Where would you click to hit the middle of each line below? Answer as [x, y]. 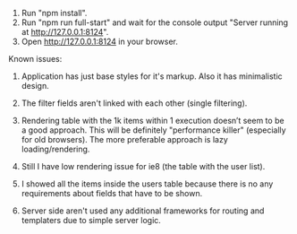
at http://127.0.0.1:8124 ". [65, 32]
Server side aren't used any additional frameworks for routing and [143, 211]
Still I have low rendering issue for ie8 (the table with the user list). [143, 166]
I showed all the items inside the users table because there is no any [147, 184]
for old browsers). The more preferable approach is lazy [125, 139]
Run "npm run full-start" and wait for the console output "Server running [154, 22]
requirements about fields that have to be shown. [112, 193]
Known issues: [35, 59]
